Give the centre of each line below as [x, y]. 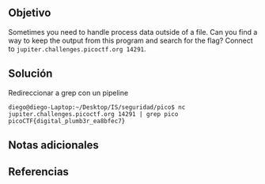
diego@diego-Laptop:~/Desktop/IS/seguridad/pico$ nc [97, 107]
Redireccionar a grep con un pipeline [68, 92]
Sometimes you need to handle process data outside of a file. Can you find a [133, 32]
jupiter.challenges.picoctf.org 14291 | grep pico [93, 114]
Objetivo [30, 13]
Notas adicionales [53, 145]
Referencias [39, 172]
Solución [30, 74]
